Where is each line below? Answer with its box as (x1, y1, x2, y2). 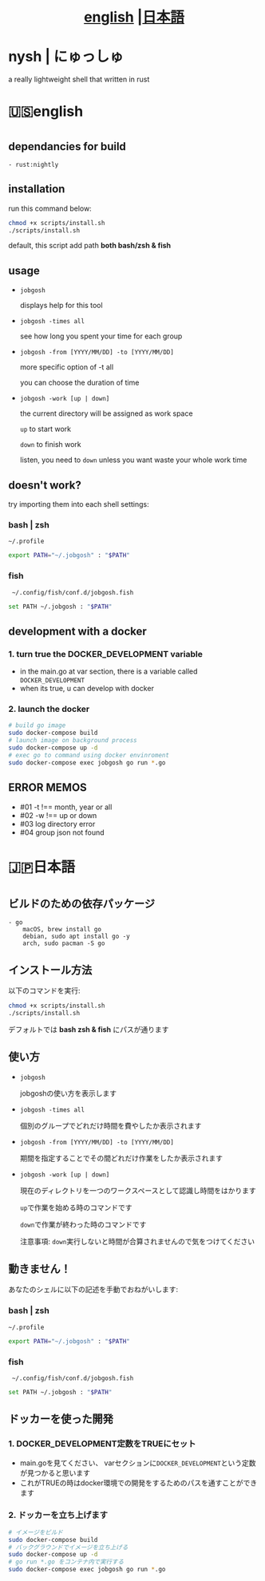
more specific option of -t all (19, 362, 114, 372)
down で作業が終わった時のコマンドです (19, 1219, 147, 1229)
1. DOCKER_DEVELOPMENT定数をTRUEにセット (8, 1438, 196, 1449)
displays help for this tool (19, 301, 103, 310)
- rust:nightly (8, 160, 59, 168)
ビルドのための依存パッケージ (8, 896, 156, 911)
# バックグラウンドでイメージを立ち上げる (8, 1543, 129, 1551)
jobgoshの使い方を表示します (19, 1088, 117, 1098)
